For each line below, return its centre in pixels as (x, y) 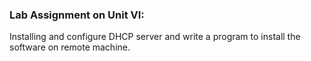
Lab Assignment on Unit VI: (77, 15)
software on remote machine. (70, 47)
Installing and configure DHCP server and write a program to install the (155, 37)
